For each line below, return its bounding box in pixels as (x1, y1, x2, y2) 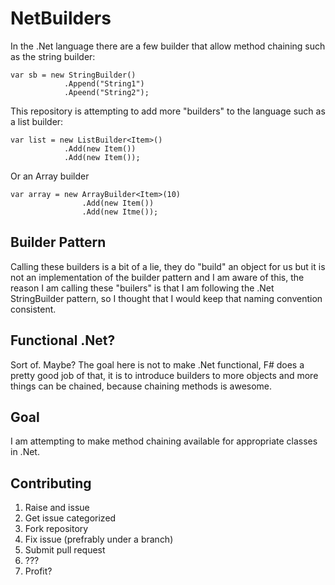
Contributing (10, 475, 92, 492)
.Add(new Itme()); (81, 207, 159, 217)
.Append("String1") (63, 78, 145, 89)
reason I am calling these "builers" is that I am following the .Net (10, 282, 275, 294)
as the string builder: (10, 50, 96, 62)
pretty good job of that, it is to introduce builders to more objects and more (10, 369, 319, 381)
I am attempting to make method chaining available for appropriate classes (10, 435, 318, 447)
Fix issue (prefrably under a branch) (24, 533, 174, 546)
